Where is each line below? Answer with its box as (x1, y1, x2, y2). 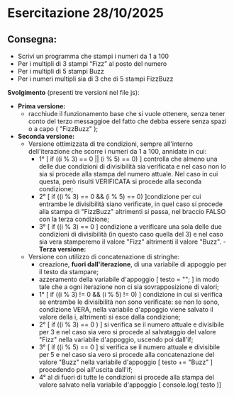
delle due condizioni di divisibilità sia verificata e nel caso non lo (38, 162, 227, 171)
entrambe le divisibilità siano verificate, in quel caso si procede (38, 200, 223, 208)
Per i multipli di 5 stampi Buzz (17, 67, 104, 75)
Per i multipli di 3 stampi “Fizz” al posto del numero (17, 60, 167, 68)
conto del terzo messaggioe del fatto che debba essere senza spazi (28, 117, 227, 125)
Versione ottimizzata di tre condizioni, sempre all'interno (28, 140, 194, 148)
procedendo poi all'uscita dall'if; (38, 366, 133, 373)
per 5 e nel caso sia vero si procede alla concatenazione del (38, 351, 215, 358)
